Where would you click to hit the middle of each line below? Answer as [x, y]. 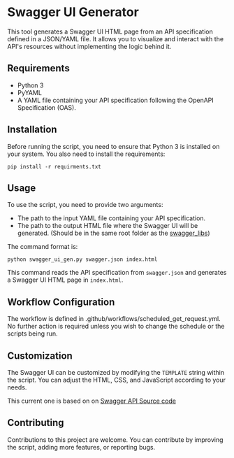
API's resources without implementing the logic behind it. [89, 46]
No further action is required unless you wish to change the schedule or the [116, 327]
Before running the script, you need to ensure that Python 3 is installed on [114, 146]
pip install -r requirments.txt [54, 166]
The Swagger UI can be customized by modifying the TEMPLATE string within [116, 372]
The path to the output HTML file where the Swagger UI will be [108, 226]
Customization [40, 356]
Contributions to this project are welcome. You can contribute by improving [115, 439]
